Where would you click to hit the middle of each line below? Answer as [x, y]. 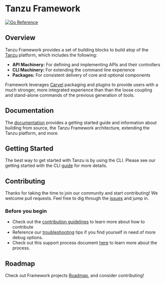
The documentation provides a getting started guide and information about [81, 122]
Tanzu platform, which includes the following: [51, 55]
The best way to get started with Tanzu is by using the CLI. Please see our [81, 161]
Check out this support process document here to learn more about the [85, 243]
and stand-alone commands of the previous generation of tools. [70, 95]
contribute [23, 227]
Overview [20, 38]
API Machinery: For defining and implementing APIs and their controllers [86, 64]
